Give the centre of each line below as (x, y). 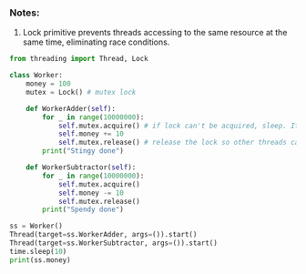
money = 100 (48, 84)
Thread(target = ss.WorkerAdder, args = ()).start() (103, 235)
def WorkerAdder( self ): (71, 108)
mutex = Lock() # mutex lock (81, 92)
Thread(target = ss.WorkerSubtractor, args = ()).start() (114, 243)
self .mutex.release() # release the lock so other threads (172, 143)
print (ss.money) (40, 260)
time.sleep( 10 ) (38, 251)
